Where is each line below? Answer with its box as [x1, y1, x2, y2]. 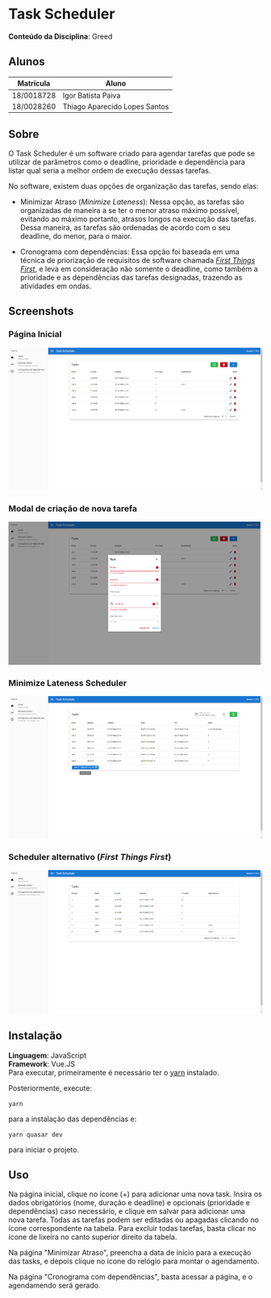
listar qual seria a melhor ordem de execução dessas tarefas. [8, 166, 211, 176]
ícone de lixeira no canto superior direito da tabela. [8, 1232, 177, 1242]
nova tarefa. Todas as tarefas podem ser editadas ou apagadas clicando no [8, 1215, 260, 1225]
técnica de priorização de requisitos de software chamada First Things [19, 256, 256, 265]
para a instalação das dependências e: [8, 1114, 137, 1124]
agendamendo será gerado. [8, 1280, 101, 1291]
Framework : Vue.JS [8, 1058, 75, 1069]
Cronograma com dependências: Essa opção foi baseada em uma [19, 247, 240, 257]
